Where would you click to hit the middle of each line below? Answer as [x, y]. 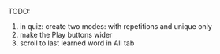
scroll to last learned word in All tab [77, 43]
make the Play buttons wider [66, 35]
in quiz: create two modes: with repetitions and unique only [116, 26]
